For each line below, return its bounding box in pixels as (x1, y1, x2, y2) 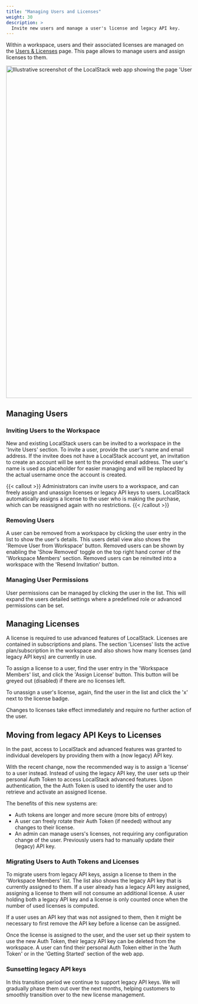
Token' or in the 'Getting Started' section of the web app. (6, 950, 144, 957)
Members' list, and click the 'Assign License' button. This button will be (6, 671, 179, 678)
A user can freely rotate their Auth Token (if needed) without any (14, 818, 172, 825)
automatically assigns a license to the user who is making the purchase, (6, 495, 181, 502)
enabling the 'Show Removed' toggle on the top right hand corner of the (6, 548, 181, 555)
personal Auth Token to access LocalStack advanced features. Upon (6, 776, 173, 783)
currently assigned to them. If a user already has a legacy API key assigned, (6, 883, 190, 891)
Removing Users (6, 516, 55, 524)
